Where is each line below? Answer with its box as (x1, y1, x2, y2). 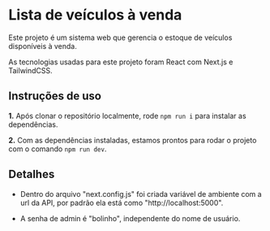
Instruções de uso (8, 89, 101, 103)
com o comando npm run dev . (8, 144, 107, 154)
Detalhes (8, 168, 55, 181)
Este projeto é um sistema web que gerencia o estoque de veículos (8, 33, 233, 42)
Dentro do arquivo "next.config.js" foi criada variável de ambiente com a (19, 189, 262, 198)
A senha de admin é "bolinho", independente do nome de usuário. (19, 213, 241, 223)
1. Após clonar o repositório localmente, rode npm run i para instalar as (8, 111, 246, 120)
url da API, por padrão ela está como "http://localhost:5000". (19, 198, 224, 207)
